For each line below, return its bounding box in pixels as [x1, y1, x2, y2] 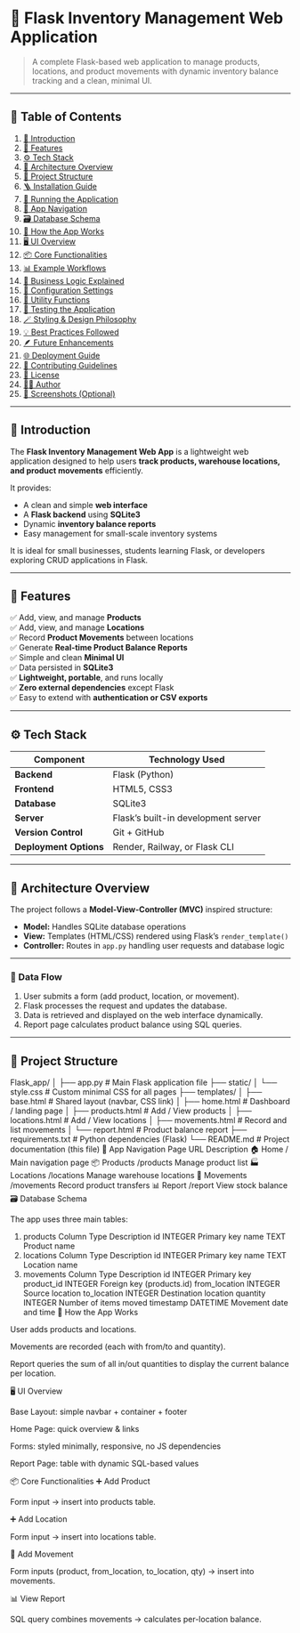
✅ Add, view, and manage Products [10, 612, 142, 623]
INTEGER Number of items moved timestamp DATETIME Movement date [22, 1298, 288, 1308]
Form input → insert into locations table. [10, 1532, 157, 1542]
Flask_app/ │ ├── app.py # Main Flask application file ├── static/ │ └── [10, 1077, 278, 1088]
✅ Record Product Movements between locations [10, 632, 194, 643]
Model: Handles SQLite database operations [22, 921, 186, 932]
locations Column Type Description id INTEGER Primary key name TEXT [22, 1250, 288, 1261]
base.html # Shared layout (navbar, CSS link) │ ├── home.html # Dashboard [10, 1096, 290, 1107]
